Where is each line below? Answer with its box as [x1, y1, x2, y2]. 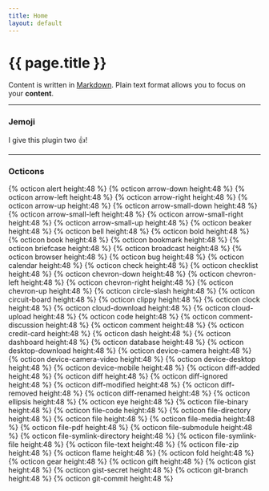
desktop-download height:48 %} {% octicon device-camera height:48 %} [8, 346, 252, 355]
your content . [8, 89, 54, 99]
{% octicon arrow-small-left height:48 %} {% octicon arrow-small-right [8, 209, 244, 219]
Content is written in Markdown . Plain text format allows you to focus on [8, 80, 246, 90]
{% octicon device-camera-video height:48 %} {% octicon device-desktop [8, 355, 256, 364]
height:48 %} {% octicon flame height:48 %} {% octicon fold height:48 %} [8, 448, 255, 458]
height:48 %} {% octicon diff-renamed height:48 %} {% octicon [38, 388, 251, 398]
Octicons [8, 165, 45, 177]
